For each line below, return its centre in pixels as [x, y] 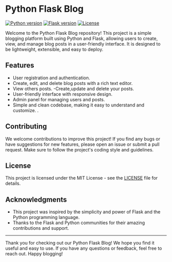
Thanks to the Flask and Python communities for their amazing [79, 223]
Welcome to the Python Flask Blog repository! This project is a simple [79, 33]
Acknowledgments [36, 199]
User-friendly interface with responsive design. [62, 94]
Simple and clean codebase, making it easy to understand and [79, 105]
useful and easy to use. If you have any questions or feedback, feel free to [84, 248]
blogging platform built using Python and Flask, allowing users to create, [81, 38]
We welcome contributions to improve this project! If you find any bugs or [83, 139]
